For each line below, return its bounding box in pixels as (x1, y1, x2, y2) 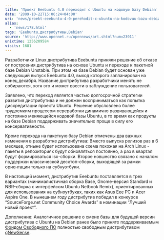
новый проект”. (5, 204, 37, 210)
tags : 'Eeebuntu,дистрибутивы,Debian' (5, 30, 84, 35)
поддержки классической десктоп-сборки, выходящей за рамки (5, 159, 141, 164)
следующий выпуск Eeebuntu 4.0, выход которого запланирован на (5, 72, 146, 78)
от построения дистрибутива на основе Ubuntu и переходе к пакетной (5, 62, 153, 68)
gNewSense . (5, 229, 31, 235)
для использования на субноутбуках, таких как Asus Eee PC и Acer (5, 189, 145, 195)
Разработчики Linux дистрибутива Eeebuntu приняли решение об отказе (5, 57, 158, 62)
